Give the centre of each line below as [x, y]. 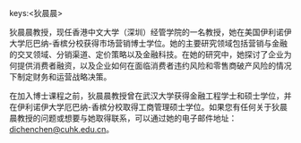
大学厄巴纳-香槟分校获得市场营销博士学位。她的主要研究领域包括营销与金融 [149, 43]
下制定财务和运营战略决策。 [60, 77]
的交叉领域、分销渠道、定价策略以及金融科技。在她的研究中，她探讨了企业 [146, 55]
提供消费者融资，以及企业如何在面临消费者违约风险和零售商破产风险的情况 [154, 66]
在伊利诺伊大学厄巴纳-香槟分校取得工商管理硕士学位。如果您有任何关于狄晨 [149, 107]
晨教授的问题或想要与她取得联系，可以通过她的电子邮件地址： [123, 118]
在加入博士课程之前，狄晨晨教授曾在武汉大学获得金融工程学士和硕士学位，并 [150, 96]
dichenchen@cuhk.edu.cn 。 [62, 129]
